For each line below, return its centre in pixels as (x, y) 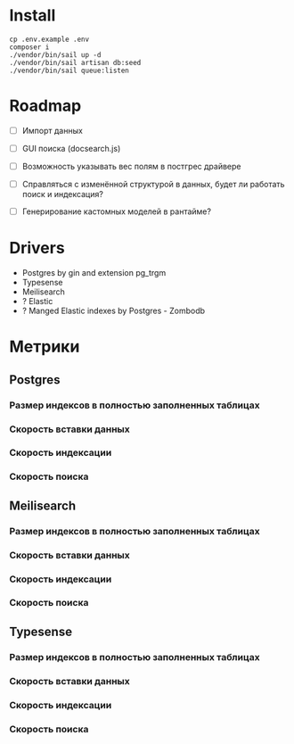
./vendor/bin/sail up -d (55, 54)
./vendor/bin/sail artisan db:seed (75, 62)
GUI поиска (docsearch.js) (71, 148)
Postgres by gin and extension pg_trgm (94, 273)
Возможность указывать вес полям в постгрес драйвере (131, 166)
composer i (29, 47)
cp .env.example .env (49, 39)
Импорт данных (52, 130)
